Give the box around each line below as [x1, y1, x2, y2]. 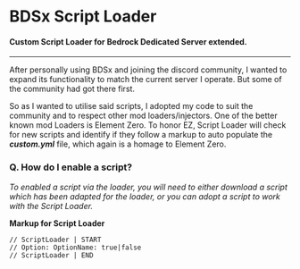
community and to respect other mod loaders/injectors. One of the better [9, 110, 279, 122]
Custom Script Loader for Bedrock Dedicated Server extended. [9, 36, 247, 46]
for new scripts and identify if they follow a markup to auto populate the [9, 130, 273, 140]
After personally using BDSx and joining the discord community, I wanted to [9, 64, 287, 75]
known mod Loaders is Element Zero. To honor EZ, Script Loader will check [9, 120, 287, 130]
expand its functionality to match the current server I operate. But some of [9, 74, 283, 85]
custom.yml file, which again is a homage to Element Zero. [9, 139, 227, 149]
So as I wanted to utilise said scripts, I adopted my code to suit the [9, 101, 254, 112]
